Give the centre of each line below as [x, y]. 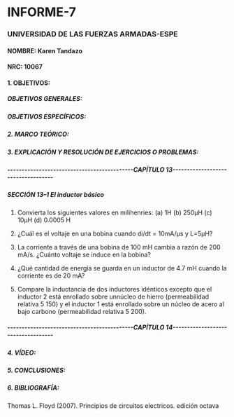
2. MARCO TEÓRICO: [38, 135]
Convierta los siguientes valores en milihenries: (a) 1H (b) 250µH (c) [115, 212]
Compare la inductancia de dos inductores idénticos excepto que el [115, 289]
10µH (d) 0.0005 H [44, 220]
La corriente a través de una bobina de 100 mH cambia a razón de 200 [119, 247]
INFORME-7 [42, 12]
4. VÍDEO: [22, 353]
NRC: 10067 [25, 67]
